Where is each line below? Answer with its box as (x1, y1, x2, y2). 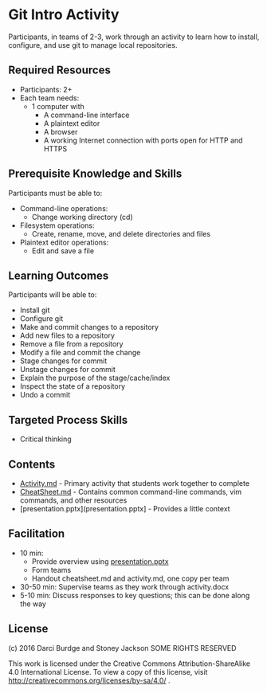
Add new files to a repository (19, 331, 116, 340)
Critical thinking (19, 434, 72, 444)
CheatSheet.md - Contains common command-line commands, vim (19, 487, 242, 496)
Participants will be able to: (8, 290, 97, 300)
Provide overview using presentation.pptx (31, 556, 169, 566)
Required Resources (8, 64, 112, 77)
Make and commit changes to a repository (19, 323, 159, 332)
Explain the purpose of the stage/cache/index (19, 373, 171, 383)
